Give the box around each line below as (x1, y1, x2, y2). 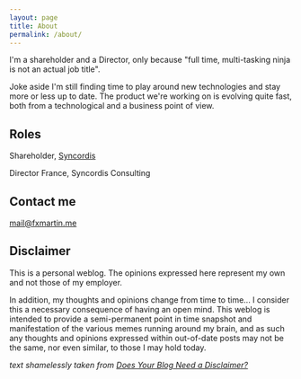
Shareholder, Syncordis (9, 150, 96, 162)
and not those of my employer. (9, 277, 123, 287)
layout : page (9, 13, 58, 22)
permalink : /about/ (9, 30, 83, 39)
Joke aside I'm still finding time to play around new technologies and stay (9, 82, 281, 93)
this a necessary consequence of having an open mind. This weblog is (9, 304, 270, 314)
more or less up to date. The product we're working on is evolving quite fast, (9, 91, 292, 101)
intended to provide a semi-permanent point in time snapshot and (9, 313, 252, 324)
